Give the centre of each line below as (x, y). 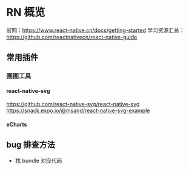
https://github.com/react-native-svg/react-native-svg (73, 104)
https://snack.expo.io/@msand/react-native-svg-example (78, 111)
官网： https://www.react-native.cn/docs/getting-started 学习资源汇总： (95, 30)
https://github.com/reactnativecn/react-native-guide (72, 37)
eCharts (17, 125)
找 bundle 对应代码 (38, 160)
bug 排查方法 (31, 145)
